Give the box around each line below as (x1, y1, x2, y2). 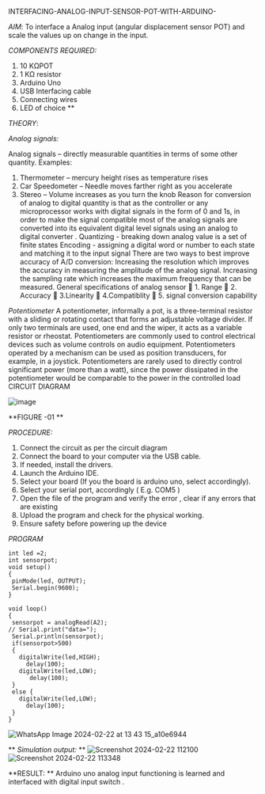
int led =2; (8, 549, 47, 557)
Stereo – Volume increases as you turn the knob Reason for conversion (19, 190, 252, 199)
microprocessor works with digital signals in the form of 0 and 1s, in (19, 207, 240, 216)
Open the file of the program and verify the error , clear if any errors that (19, 494, 256, 503)
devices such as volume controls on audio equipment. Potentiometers (8, 340, 236, 349)
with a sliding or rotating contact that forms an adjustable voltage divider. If (8, 314, 253, 324)
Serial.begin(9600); (11, 584, 80, 592)
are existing (19, 502, 58, 511)
